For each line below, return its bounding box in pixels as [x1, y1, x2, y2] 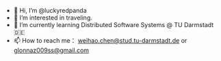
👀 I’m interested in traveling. [13, 14, 92, 22]
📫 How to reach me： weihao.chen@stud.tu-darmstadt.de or [13, 37, 187, 44]
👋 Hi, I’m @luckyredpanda [13, 7, 87, 14]
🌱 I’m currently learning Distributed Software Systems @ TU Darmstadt [13, 21, 214, 28]
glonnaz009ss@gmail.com [13, 46, 90, 54]
